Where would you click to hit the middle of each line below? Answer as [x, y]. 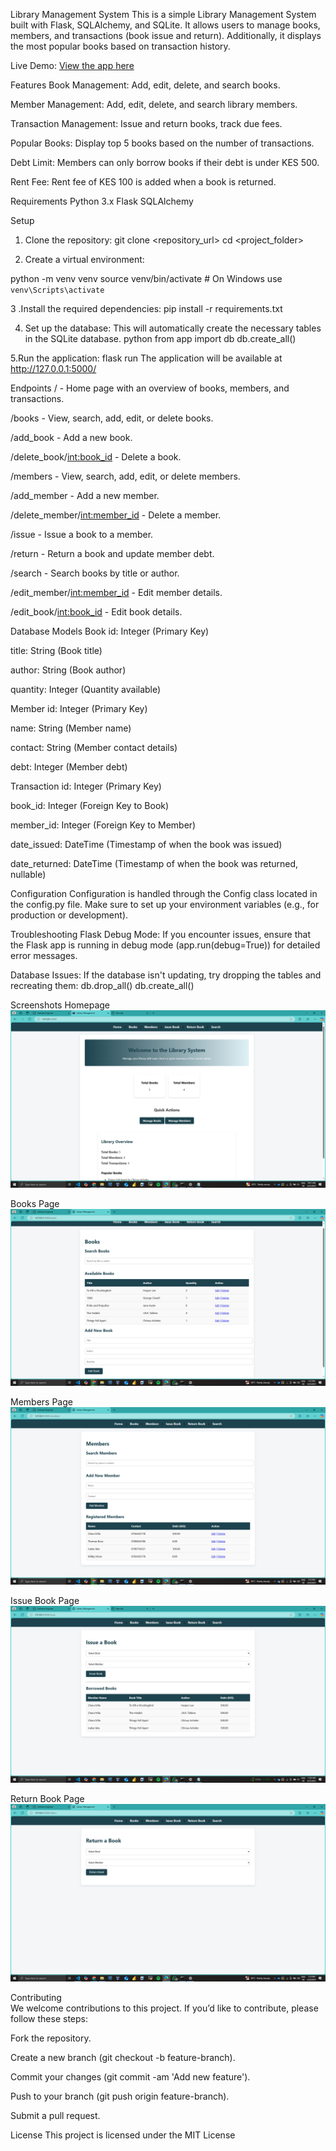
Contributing [36, 1997]
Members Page [41, 1402]
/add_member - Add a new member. [85, 495]
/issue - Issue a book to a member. [82, 534]
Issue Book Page [45, 1600]
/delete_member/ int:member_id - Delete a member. [116, 515]
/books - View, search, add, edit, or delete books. [112, 418]
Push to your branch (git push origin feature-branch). [120, 2096]
